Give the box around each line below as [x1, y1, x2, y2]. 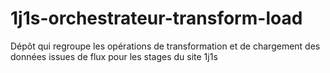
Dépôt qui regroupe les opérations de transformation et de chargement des [10, 40, 321, 52]
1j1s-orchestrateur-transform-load [10, 7, 303, 30]
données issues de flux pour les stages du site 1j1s [10, 50, 218, 62]
